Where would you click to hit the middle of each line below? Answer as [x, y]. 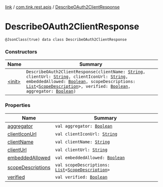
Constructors [21, 51]
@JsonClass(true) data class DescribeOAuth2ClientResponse [66, 39]
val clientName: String [82, 142]
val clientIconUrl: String [86, 134]
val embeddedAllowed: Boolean [90, 158]
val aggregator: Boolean [84, 126]
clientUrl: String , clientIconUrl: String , [77, 77]
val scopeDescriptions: [82, 165]
